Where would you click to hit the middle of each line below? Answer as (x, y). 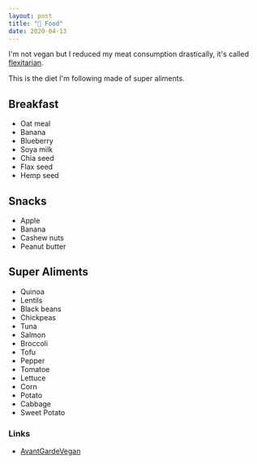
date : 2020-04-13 (38, 31)
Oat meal (35, 124)
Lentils (31, 300)
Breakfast (34, 104)
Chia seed (37, 158)
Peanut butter (43, 246)
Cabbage (35, 404)
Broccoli (34, 343)
